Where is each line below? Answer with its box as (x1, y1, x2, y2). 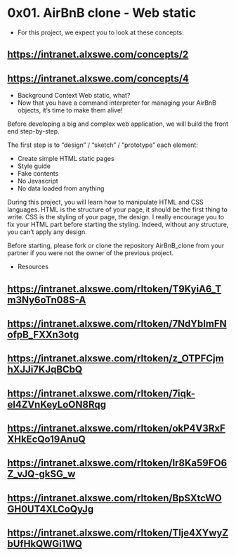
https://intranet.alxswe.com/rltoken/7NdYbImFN (7, 318, 227, 330)
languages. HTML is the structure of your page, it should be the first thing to (7, 205, 228, 214)
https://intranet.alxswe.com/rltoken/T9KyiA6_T (7, 283, 222, 295)
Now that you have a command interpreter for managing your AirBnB (17, 98, 216, 107)
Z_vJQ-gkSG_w (7, 468, 76, 480)
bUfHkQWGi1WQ (7, 538, 83, 550)
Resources (17, 262, 49, 271)
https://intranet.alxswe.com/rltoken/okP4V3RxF (7, 422, 226, 434)
